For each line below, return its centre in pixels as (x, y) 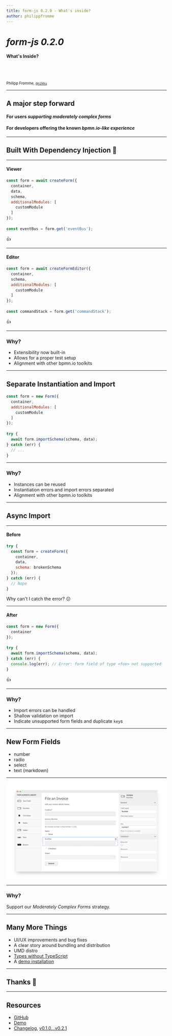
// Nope (19, 583)
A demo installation (34, 961)
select (20, 765)
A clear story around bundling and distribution (62, 945)
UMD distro (26, 951)
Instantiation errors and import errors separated (64, 490)
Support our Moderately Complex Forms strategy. (58, 907)
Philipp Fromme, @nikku (27, 83)
